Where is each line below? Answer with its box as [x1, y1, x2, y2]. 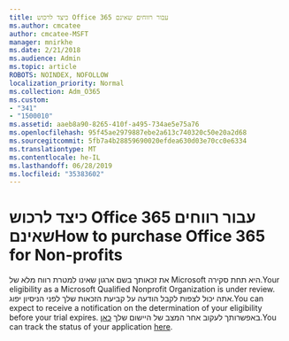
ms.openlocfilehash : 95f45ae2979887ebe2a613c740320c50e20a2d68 [9, 128, 247, 137]
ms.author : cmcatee [9, 21, 81, 30]
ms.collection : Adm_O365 [9, 87, 101, 96]
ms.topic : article [9, 63, 77, 72]
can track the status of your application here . [9, 322, 173, 332]
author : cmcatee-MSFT [9, 29, 89, 38]
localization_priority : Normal [9, 79, 125, 88]
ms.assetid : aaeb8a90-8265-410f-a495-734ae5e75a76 [9, 120, 200, 129]
